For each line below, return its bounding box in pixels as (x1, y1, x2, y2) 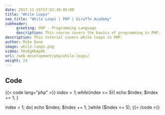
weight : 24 (5, 58, 28, 63)
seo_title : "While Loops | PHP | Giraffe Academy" (5, 16, 112, 21)
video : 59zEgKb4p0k (5, 49, 46, 54)
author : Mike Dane (5, 40, 43, 45)
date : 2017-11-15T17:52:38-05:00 (5, 7, 74, 12)
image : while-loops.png (5, 44, 55, 49)
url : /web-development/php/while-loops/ (5, 53, 90, 58)
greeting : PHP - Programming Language (16, 26, 97, 31)
